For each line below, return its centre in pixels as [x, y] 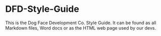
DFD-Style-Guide [42, 9]
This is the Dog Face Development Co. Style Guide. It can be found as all [81, 23]
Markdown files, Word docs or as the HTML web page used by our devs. [81, 28]
